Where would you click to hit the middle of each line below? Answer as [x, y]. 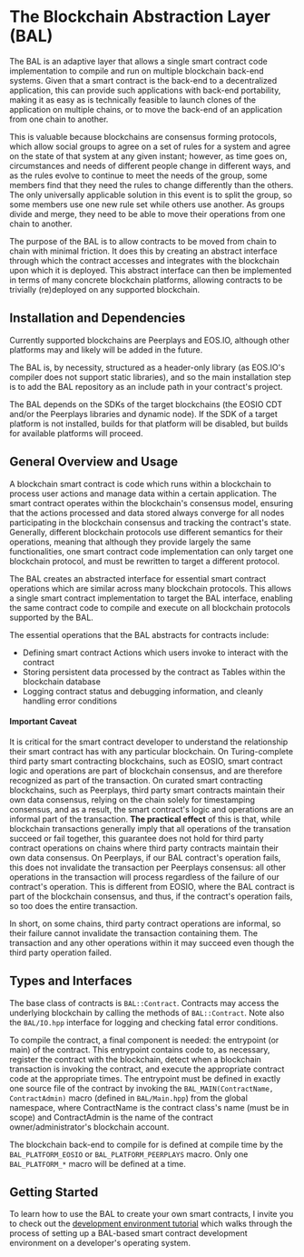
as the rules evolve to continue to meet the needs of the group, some [138, 175]
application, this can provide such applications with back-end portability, [145, 90]
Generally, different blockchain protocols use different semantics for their [146, 532]
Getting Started [54, 1192]
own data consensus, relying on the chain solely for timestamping [132, 799]
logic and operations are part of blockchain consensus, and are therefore [146, 771]
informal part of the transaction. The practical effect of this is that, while [145, 819]
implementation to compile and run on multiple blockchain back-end [137, 71]
